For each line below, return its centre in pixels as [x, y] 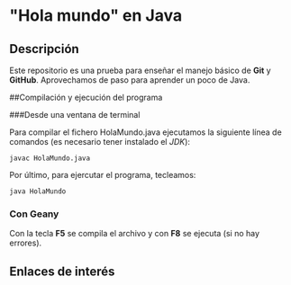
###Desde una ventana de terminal [75, 115]
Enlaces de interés [62, 271]
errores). [26, 243]
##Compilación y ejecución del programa [86, 97]
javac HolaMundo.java [50, 158]
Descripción [44, 49]
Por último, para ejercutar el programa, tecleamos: [103, 175]
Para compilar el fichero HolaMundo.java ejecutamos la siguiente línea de [145, 132]
